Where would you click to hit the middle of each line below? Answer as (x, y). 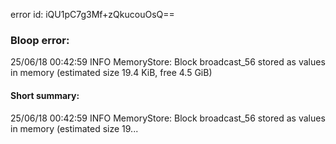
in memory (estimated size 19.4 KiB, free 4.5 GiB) (111, 73)
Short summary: (45, 95)
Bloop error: (40, 40)
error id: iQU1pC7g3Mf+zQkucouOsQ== (92, 14)
